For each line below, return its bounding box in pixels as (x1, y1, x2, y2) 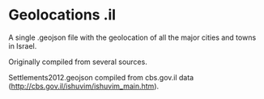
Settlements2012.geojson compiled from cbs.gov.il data (8, 72, 194, 82)
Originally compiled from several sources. (8, 57, 147, 67)
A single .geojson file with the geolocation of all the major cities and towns (8, 32, 257, 42)
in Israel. (8, 41, 37, 50)
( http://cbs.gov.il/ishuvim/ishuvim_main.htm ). (8, 81, 160, 91)
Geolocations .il (8, 6, 116, 24)
